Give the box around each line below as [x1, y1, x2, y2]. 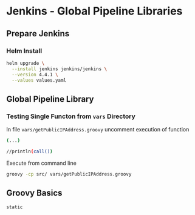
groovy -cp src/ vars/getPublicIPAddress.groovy [6, 171, 132, 177]
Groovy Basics [6, 188, 63, 198]
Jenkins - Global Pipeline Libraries [6, 4, 183, 18]
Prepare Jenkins [6, 28, 70, 39]
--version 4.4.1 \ [12, 71, 59, 78]
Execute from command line [6, 159, 77, 167]
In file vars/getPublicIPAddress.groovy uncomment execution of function [6, 126, 190, 133]
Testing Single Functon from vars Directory [6, 112, 135, 121]
